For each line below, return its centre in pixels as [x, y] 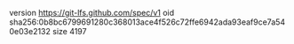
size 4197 [69, 31]
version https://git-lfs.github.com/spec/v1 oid [92, 13]
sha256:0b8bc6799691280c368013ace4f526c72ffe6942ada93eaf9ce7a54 [147, 22]
